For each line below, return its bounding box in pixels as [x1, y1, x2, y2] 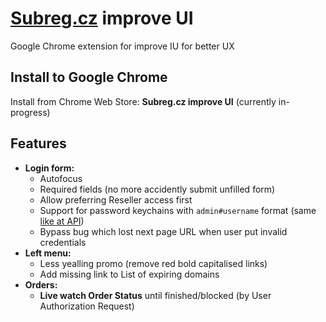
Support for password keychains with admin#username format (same [39, 204, 317, 216]
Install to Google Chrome [10, 69, 168, 86]
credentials [39, 236, 87, 248]
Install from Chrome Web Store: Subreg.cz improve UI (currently [10, 95, 277, 107]
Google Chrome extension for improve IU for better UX [10, 40, 235, 52]
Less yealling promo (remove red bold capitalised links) [39, 257, 268, 269]
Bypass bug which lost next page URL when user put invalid [39, 225, 288, 237]
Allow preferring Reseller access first [39, 193, 193, 206]
